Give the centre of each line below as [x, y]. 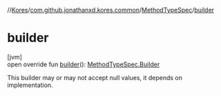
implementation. [30, 85]
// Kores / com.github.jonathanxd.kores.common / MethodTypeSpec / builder [111, 10]
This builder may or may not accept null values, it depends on [95, 77]
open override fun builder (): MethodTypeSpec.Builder [84, 64]
